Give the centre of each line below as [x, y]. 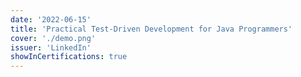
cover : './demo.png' [53, 38]
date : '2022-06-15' [51, 19]
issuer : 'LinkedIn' [51, 47]
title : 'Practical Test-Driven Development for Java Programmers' [151, 29]
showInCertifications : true [69, 57]
